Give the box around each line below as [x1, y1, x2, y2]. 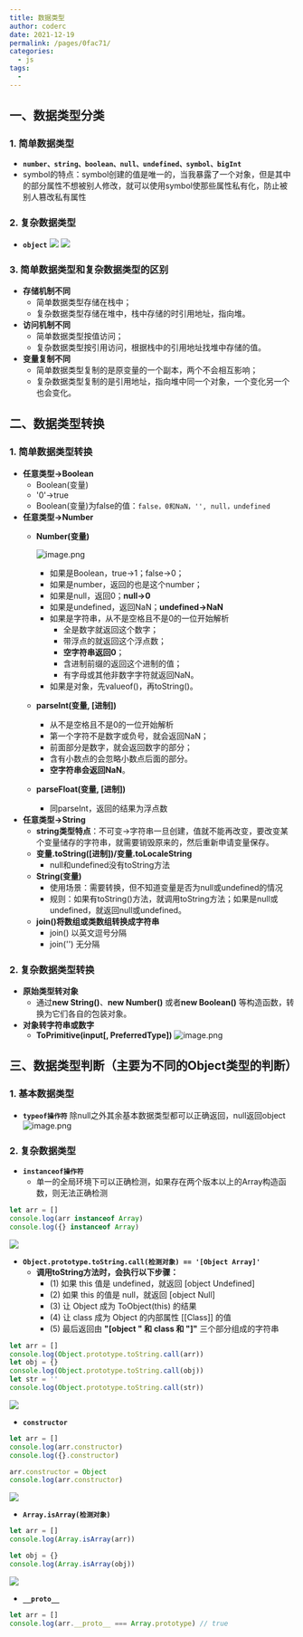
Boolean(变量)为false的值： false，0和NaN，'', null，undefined [35, 500, 271, 511]
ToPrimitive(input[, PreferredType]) [35, 1030, 173, 1041]
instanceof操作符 [22, 1167, 84, 1176]
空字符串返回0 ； [62, 646, 125, 657]
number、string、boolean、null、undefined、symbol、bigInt [22, 160, 242, 169]
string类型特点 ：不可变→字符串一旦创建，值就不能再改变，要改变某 [35, 825, 289, 836]
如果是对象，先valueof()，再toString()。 [49, 680, 198, 691]
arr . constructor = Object [9, 1467, 107, 1476]
